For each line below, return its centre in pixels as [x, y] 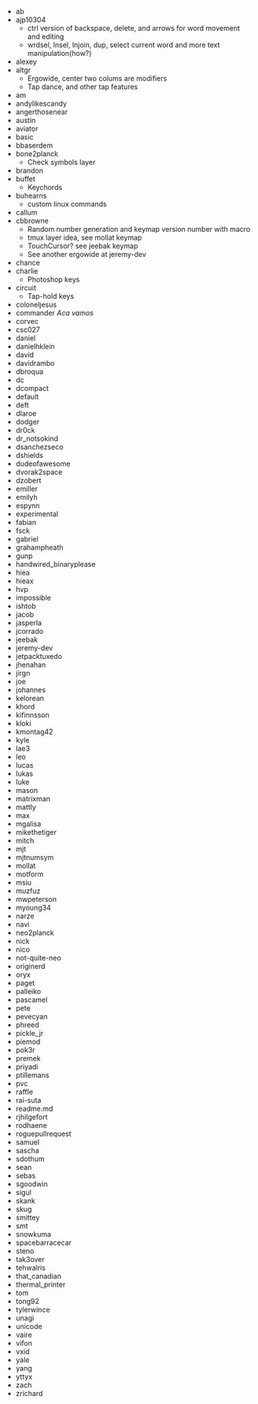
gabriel [27, 539]
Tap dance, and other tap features [83, 87]
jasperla [28, 623]
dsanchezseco [39, 447]
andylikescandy [41, 103]
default [27, 397]
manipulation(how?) [59, 53]
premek [28, 1058]
